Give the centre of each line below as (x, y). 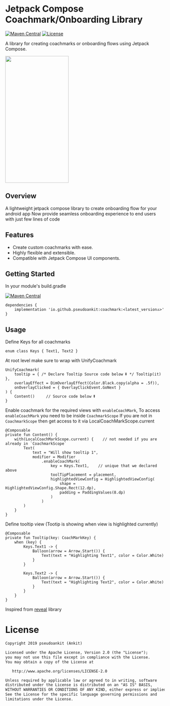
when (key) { (28, 542)
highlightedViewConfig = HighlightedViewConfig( (103, 479)
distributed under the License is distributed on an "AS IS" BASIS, (79, 685)
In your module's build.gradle (36, 286)
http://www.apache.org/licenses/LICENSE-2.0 (60, 671)
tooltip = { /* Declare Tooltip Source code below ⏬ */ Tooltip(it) (88, 374)
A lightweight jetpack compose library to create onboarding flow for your (81, 208)
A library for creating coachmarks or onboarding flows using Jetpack (77, 43)
